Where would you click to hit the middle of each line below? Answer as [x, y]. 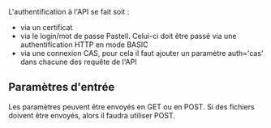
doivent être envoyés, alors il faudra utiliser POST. [92, 115]
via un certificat [46, 27]
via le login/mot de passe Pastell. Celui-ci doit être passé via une [128, 36]
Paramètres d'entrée [62, 87]
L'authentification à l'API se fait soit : [69, 12]
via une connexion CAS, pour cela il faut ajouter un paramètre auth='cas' [142, 53]
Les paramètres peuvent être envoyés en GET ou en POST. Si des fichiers [131, 107]
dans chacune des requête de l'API [78, 62]
